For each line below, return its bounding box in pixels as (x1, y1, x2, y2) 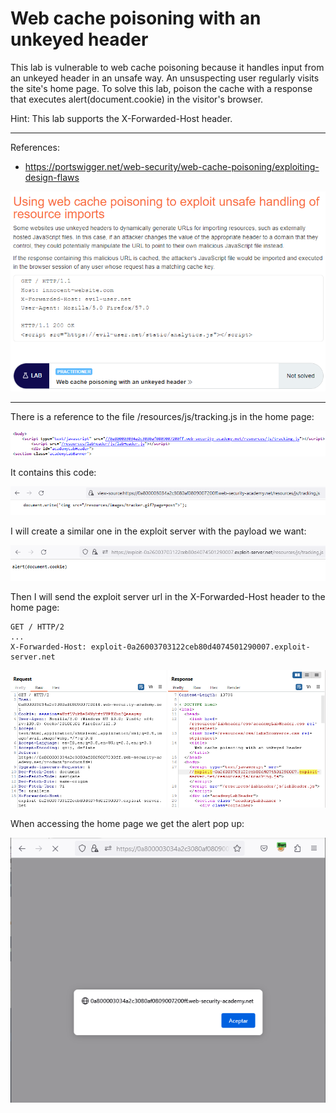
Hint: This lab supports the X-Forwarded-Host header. (10, 112, 233, 124)
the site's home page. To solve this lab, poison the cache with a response (10, 82, 313, 94)
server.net (10, 652, 56, 662)
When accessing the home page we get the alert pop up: (10, 817, 245, 829)
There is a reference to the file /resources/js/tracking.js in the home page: (10, 411, 315, 423)
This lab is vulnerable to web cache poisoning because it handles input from (10, 61, 325, 73)
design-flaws (24, 171, 80, 183)
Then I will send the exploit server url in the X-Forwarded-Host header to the (10, 591, 326, 603)
